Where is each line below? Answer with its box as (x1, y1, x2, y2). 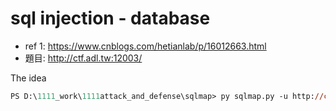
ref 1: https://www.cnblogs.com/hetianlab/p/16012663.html (24, 40, 267, 52)
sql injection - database (10, 7, 211, 30)
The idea (10, 72, 47, 84)
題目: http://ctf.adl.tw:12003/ (24, 52, 143, 64)
